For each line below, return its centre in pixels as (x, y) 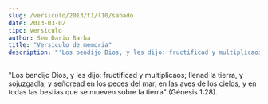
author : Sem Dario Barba (49, 38)
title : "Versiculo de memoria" (60, 45)
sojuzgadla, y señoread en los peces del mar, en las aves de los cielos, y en (132, 83)
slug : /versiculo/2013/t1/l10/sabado (71, 15)
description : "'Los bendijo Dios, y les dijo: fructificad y (112, 52)
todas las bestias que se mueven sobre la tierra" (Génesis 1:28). (113, 92)
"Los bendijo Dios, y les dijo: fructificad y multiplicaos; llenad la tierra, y (126, 75)
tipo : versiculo (35, 30)
